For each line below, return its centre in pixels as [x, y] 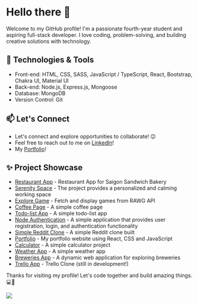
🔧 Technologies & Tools [50, 60]
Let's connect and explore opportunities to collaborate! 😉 [85, 136]
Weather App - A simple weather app [60, 251]
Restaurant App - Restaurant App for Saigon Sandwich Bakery [91, 182]
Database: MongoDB [40, 93]
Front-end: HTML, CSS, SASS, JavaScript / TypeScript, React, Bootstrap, [103, 74]
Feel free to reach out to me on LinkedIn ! [64, 143]
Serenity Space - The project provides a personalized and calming [96, 188]
